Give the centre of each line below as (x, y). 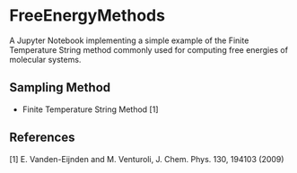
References (42, 138)
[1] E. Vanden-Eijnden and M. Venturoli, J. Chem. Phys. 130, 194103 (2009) (147, 159)
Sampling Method (60, 87)
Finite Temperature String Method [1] (90, 109)
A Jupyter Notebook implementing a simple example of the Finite (129, 40)
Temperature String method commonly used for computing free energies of (149, 49)
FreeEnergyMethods (87, 16)
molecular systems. (45, 59)
